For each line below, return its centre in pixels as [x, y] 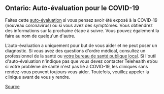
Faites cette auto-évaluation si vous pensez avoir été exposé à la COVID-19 [81, 20]
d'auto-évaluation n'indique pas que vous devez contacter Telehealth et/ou [81, 61]
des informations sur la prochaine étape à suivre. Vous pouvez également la [82, 30]
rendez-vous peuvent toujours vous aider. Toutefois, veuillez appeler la [77, 72]
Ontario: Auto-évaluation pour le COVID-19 [72, 8]
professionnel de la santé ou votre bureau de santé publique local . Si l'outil [81, 56]
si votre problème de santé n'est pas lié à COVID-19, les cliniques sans [77, 66]
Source [12, 87]
